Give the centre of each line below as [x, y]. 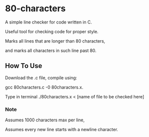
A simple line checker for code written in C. [48, 22]
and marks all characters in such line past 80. [51, 50]
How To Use [24, 66]
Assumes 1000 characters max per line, [45, 120]
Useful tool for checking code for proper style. [52, 31]
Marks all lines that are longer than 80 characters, [55, 41]
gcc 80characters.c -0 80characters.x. [44, 87]
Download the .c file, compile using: [41, 78]
